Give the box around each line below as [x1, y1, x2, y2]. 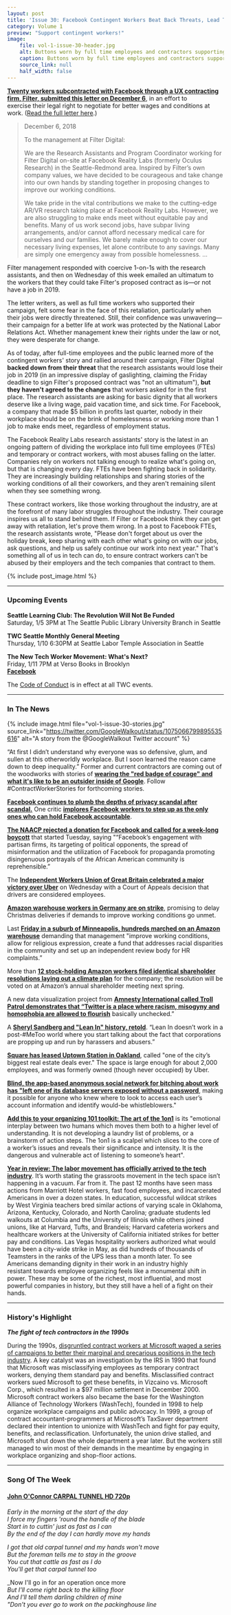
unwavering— [182, 313, 222, 321]
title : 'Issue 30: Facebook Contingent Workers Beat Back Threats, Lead [7, 17, 220, 23]
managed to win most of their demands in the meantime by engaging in [7, 1444, 210, 1452]
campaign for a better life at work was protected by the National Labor [21, 321, 221, 329]
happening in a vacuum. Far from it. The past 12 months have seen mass [7, 1179, 213, 1188]
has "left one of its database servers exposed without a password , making [7, 1086, 223, 1095]
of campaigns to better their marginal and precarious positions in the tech [7, 1349, 216, 1357]
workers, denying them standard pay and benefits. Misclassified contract [7, 1371, 214, 1379]
